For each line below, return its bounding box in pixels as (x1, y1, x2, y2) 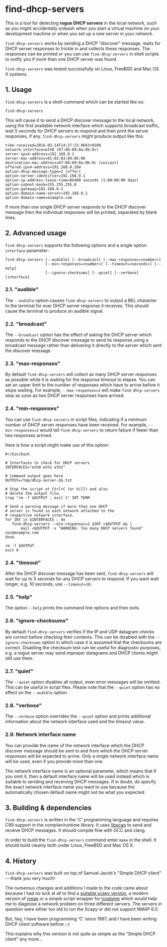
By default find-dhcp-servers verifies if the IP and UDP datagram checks (5, 628, 155, 634)
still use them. (5, 655, 34, 661)
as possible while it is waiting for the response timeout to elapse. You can (5, 377, 156, 382)
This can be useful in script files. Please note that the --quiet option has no (5, 684, 160, 690)
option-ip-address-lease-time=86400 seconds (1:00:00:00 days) (5, 178, 139, 183)
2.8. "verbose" (5, 702, 42, 709)
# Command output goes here (5, 473, 64, 478)
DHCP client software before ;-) (5, 921, 70, 927)
